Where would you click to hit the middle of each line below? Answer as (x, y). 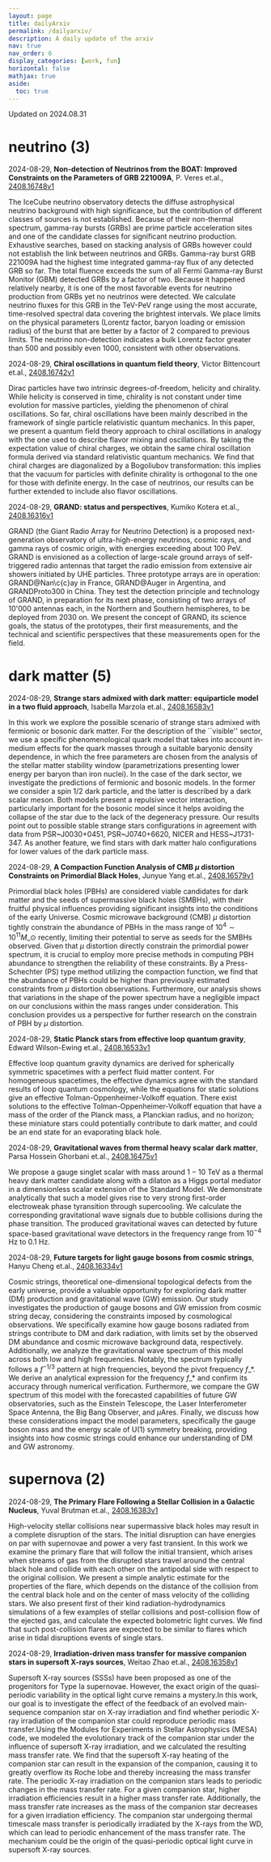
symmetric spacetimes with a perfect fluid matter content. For (111, 1071)
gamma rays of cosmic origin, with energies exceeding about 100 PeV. (125, 549)
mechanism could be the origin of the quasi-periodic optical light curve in (131, 1841)
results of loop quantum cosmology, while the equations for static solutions (133, 1088)
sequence (25, 1711)
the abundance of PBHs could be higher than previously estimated (119, 980)
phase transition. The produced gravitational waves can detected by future (133, 1224)
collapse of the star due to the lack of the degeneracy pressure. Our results (134, 817)
